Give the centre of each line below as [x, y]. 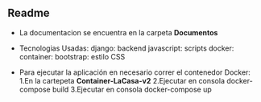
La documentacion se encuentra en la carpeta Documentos [118, 32]
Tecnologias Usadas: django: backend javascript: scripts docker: [126, 48]
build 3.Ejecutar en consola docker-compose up [132, 89]
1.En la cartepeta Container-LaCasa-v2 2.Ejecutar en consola [122, 80]
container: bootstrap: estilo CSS [72, 56]
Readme [29, 13]
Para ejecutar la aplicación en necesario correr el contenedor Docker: [135, 72]
